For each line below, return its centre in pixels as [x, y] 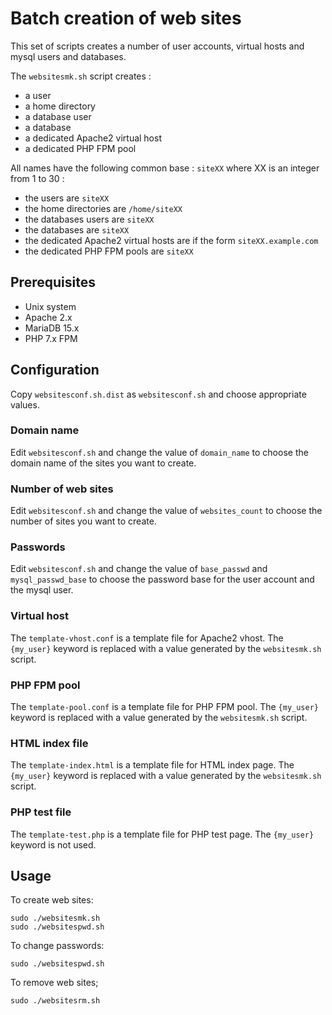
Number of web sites [62, 489]
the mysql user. [42, 590]
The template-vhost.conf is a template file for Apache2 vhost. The [147, 638]
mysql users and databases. [68, 56]
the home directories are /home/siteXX [103, 208]
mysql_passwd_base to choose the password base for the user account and [162, 579]
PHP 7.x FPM [51, 338]
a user [38, 95]
